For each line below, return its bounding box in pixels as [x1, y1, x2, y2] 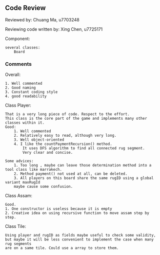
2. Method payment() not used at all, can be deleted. [14, 171, 128, 177]
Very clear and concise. [22, 150, 73, 155]
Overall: [5, 72, 21, 77]
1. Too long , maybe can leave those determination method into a [14, 163, 152, 168]
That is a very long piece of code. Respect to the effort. [5, 112, 130, 117]
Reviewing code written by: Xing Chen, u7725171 [5, 26, 103, 32]
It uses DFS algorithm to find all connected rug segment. [22, 146, 145, 151]
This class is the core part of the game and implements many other [5, 116, 147, 121]
